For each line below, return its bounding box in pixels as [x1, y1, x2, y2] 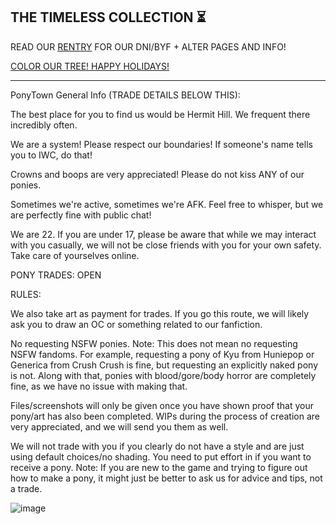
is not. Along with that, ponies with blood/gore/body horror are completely [10, 369, 317, 381]
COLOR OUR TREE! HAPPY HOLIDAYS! [10, 60, 170, 72]
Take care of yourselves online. [10, 249, 140, 261]
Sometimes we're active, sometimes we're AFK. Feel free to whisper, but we [10, 198, 324, 210]
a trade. [10, 482, 43, 494]
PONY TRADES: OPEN [10, 269, 102, 281]
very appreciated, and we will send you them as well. [10, 420, 229, 433]
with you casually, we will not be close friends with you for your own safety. [10, 239, 322, 251]
